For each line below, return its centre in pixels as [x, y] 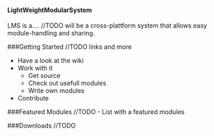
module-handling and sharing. [51, 33]
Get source [44, 76]
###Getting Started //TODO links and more [70, 47]
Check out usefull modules [67, 83]
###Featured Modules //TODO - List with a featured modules [96, 112]
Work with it [35, 68]
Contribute [33, 98]
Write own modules [56, 91]
